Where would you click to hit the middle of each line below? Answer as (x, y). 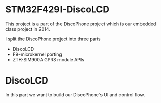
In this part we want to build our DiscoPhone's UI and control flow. (75, 95)
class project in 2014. (28, 29)
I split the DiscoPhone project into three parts (53, 39)
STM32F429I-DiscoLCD (57, 9)
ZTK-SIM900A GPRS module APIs (48, 59)
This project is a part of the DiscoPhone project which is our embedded (81, 24)
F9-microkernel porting (37, 54)
